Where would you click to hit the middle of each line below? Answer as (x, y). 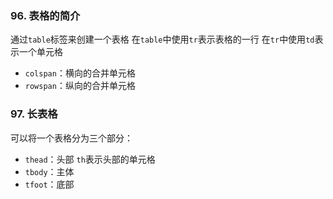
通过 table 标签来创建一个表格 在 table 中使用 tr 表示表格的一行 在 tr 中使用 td (162, 39)
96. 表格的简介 (45, 15)
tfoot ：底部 (49, 184)
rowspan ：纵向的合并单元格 (80, 86)
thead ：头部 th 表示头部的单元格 (90, 159)
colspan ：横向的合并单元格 (80, 73)
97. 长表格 (34, 114)
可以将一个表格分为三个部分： (71, 138)
